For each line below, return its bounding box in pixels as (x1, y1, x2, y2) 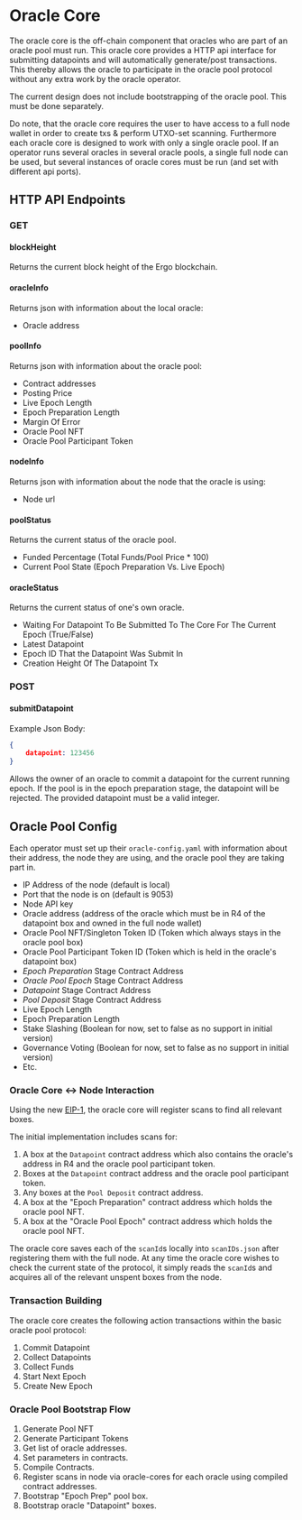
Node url (22, 493, 56, 505)
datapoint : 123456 (25, 749, 95, 758)
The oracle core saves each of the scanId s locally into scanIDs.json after (9, 1243, 279, 1254)
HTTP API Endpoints (9, 192, 126, 207)
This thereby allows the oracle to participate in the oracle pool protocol (9, 64, 273, 75)
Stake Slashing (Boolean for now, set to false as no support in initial (22, 1023, 273, 1034)
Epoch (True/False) (22, 629, 95, 640)
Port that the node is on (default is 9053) (22, 889, 174, 900)
